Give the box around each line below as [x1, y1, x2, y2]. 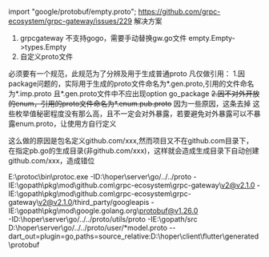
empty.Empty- [188, 34, 236, 42]
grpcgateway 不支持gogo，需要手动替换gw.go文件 [19, 34, 187, 42]
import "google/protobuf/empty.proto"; [8, 7, 137, 16]
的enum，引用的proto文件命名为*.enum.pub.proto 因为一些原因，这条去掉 [8, 99, 251, 108]
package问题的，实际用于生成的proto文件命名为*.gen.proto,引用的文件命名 [8, 79, 255, 88]
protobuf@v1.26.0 [139, 206, 199, 215]
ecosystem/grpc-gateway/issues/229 [8, 16, 133, 26]
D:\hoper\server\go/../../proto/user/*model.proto [8, 223, 168, 232]
